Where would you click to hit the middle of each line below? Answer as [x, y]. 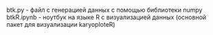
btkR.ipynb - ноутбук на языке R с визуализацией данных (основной [106, 17]
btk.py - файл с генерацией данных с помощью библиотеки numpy [104, 10]
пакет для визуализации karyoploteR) [61, 24]
